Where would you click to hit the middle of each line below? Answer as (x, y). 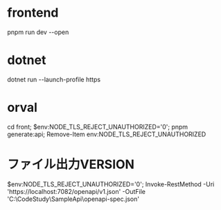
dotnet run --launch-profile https (54, 79)
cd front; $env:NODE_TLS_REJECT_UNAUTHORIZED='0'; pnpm (98, 127)
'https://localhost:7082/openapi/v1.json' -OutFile (77, 191)
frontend (33, 13)
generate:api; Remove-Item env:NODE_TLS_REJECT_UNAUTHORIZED (107, 134)
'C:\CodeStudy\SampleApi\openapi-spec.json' (73, 199)
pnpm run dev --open (38, 32)
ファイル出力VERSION (71, 164)
